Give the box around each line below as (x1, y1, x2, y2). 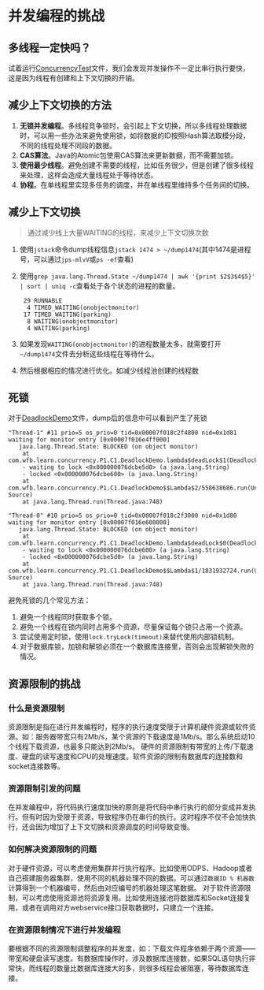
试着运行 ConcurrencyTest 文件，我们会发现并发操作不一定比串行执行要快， (8, 64, 250, 73)
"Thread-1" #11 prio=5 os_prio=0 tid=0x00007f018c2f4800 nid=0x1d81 (8, 429, 237, 437)
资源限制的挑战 (8, 677, 81, 690)
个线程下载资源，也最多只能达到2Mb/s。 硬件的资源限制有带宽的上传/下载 (8, 742, 247, 751)
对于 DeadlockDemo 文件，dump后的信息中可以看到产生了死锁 (8, 413, 207, 422)
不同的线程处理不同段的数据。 (19, 140, 116, 150)
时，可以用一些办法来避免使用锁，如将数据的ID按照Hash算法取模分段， (19, 131, 250, 140)
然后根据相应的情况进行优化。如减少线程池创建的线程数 (19, 366, 199, 375)
